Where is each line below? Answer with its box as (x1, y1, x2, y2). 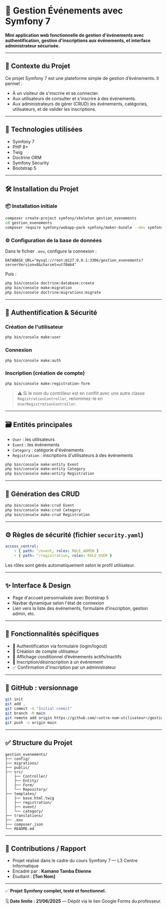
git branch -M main (5, 711, 46, 716)
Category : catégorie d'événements (12, 447, 84, 453)
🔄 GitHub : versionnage (5, 684, 79, 692)
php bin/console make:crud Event (5, 502, 75, 508)
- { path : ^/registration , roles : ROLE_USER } (14, 553, 112, 558)
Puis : (5, 271, 16, 277)
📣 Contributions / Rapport (5, 844, 86, 853)
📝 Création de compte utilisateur (12, 648, 79, 654)
